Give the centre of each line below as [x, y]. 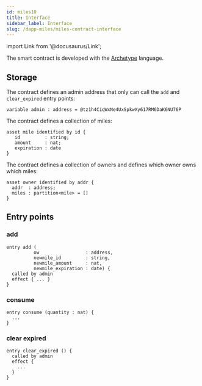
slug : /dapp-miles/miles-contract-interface [64, 29]
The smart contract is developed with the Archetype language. [85, 58]
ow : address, [73, 252]
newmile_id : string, [72, 258]
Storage [22, 77]
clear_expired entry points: [41, 99]
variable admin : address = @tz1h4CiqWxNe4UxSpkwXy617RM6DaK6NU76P [94, 110]
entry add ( [21, 247]
